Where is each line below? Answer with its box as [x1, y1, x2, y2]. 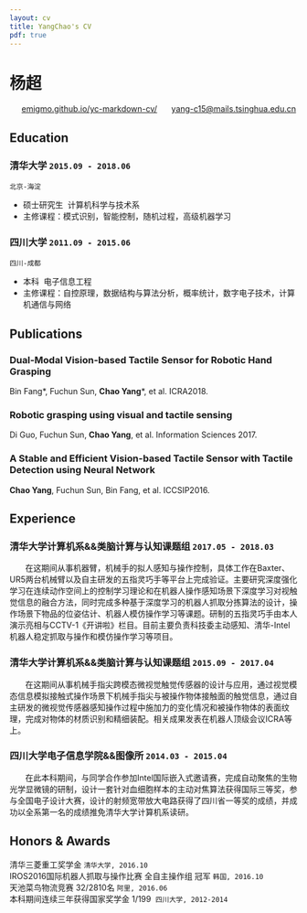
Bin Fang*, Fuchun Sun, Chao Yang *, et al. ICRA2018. [9, 385, 208, 396]
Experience [9, 510, 76, 526]
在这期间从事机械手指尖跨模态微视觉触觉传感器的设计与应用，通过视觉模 [25, 679, 298, 690]
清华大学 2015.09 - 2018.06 [9, 159, 131, 172]
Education [9, 130, 69, 145]
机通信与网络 [22, 299, 71, 310]
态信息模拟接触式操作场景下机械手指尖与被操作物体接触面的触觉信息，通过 [9, 690, 290, 701]
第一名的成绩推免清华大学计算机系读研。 [40, 806, 194, 817]
